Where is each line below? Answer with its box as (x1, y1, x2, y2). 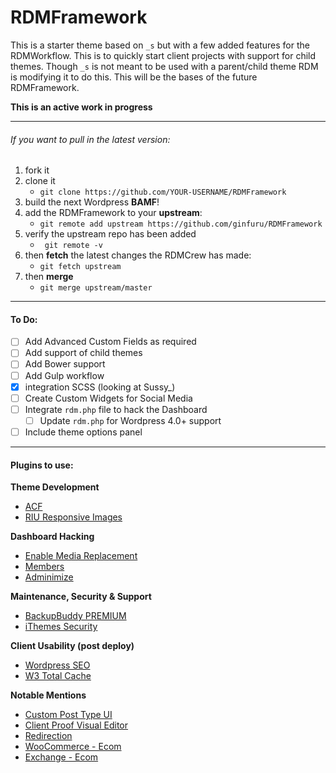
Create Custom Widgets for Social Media (24, 392, 193, 404)
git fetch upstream (39, 262, 122, 272)
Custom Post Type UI (24, 709, 113, 721)
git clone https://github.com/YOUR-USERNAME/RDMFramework (39, 187, 287, 198)
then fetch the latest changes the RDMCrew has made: (24, 249, 252, 261)
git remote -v (44, 241, 103, 251)
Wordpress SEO (24, 659, 91, 671)
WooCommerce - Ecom (24, 741, 122, 753)
